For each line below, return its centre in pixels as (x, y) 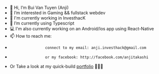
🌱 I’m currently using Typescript (42, 23)
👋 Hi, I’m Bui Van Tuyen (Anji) (39, 8)
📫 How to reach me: (31, 36)
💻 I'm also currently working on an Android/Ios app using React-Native (82, 29)
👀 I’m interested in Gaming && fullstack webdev (57, 13)
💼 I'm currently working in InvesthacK (48, 18)
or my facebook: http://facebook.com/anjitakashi (97, 57)
